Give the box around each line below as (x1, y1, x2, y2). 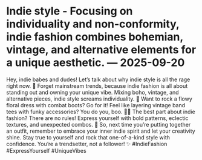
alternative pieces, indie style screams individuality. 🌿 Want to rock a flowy (6, 95, 192, 102)
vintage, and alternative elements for (6, 43, 197, 57)
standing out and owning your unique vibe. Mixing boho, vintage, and (6, 88, 180, 96)
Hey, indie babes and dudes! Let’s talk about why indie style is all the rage (6, 76, 191, 83)
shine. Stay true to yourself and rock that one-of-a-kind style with (6, 133, 171, 141)
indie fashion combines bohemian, (6, 30, 183, 44)
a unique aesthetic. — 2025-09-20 (6, 56, 185, 70)
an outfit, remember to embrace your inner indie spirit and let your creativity (6, 127, 195, 135)
